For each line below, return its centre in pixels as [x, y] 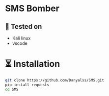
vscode [20, 43]
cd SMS [12, 89]
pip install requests [27, 85]
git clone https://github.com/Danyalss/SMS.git [55, 80]
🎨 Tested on [24, 27]
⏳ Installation [33, 64]
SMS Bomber [32, 9]
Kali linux [21, 38]
